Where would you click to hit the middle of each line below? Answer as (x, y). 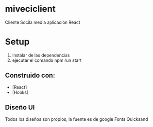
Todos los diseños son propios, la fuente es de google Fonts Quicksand (76, 119)
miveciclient (30, 9)
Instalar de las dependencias (41, 55)
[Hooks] (20, 92)
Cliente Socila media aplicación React (42, 22)
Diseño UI (20, 107)
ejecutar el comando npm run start (47, 60)
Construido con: (30, 76)
